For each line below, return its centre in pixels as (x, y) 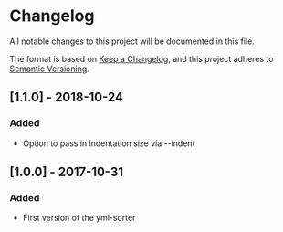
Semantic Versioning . (49, 69)
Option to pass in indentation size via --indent (109, 143)
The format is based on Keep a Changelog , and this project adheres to (141, 58)
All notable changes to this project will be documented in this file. (132, 41)
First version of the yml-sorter (79, 218)
